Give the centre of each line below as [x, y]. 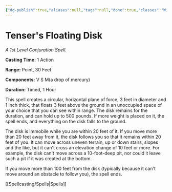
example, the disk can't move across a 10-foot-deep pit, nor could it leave [83, 153]
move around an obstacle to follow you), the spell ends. [64, 174]
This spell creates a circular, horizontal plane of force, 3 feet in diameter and [86, 99]
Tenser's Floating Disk [54, 35]
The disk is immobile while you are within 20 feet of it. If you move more [81, 131]
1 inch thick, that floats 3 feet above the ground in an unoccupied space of [84, 105]
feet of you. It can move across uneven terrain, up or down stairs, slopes [82, 142]
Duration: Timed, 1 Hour [31, 89]
